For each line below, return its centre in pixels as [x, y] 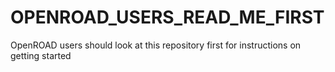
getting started [41, 55]
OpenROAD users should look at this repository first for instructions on [156, 45]
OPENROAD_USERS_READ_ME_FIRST [167, 17]
